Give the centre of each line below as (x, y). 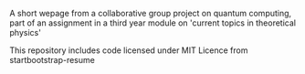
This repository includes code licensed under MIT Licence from (129, 50)
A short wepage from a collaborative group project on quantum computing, (151, 13)
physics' (25, 32)
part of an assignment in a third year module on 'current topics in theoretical (153, 23)
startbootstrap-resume (53, 60)
